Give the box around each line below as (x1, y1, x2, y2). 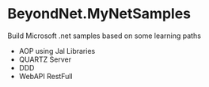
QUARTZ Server (18, 55, 72, 64)
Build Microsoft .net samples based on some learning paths (7, 31, 201, 40)
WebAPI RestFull (18, 71, 73, 81)
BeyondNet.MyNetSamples (7, 5, 192, 23)
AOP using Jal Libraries (18, 46, 96, 55)
